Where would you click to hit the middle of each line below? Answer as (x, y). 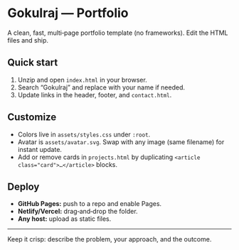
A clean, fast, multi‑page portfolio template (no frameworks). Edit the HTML (118, 33)
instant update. (40, 149)
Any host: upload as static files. (64, 219)
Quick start (33, 63)
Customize (32, 118)
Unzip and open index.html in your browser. (82, 80)
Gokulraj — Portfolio (68, 13)
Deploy (23, 186)
